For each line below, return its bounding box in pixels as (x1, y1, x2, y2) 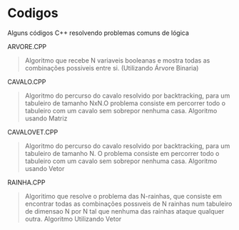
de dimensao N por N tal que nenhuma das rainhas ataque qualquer (24, 207, 225, 215)
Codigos (7, 5, 59, 21)
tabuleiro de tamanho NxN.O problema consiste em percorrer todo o (24, 98, 226, 108)
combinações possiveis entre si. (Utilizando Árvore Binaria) (24, 63, 199, 72)
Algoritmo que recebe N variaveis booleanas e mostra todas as (24, 56, 210, 65)
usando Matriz (24, 114, 68, 122)
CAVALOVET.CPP (7, 127, 59, 136)
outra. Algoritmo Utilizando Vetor (24, 214, 122, 223)
